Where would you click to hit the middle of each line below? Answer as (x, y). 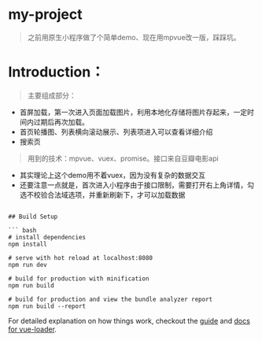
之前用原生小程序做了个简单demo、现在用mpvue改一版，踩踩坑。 (134, 37)
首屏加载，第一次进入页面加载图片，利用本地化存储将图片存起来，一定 (133, 112)
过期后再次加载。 (61, 122)
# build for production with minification (79, 278)
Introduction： (56, 72)
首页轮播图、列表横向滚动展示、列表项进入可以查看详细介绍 (116, 132)
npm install (28, 244)
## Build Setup (33, 217)
